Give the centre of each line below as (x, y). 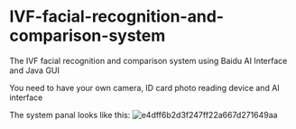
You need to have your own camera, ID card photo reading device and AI (144, 88)
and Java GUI (35, 70)
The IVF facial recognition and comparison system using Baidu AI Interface (148, 60)
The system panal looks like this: (70, 115)
